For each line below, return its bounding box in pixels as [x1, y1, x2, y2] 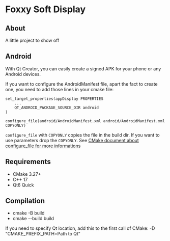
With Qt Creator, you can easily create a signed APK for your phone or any [5, 65, 161, 72]
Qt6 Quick [12, 182, 34, 188]
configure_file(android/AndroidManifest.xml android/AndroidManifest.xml [5, 118, 165, 123]
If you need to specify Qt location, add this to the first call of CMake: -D [5, 225, 155, 231]
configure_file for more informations [5, 143, 81, 149]
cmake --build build [12, 216, 54, 222]
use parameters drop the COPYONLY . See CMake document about [5, 137, 139, 143]
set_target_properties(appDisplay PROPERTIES [5, 96, 103, 101]
